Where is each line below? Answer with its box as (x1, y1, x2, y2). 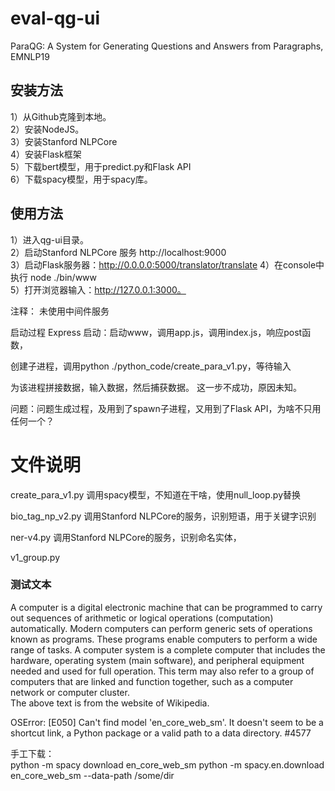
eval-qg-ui (10, 7, 101, 30)
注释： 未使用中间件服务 (10, 305, 110, 317)
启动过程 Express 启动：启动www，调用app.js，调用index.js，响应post (10, 326, 303, 338)
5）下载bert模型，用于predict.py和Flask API (10, 160, 192, 172)
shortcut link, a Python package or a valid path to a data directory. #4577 (10, 727, 312, 739)
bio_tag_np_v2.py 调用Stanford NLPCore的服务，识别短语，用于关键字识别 (10, 510, 317, 522)
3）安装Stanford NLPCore (10, 135, 118, 147)
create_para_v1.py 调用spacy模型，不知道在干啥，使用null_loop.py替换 (10, 488, 302, 501)
